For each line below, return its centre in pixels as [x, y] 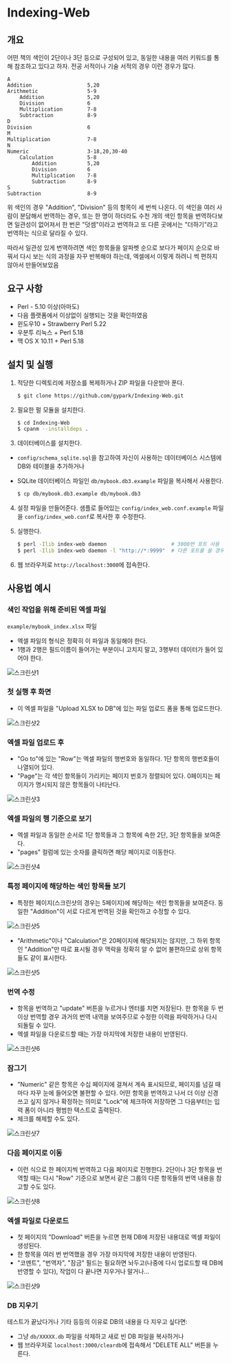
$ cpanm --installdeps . [53, 429]
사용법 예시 [29, 589]
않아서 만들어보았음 [33, 265]
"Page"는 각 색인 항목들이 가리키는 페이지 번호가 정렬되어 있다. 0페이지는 [115, 776]
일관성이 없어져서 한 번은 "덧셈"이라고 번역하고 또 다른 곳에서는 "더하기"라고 [116, 224]
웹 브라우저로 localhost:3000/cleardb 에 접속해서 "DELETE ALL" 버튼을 [114, 1345]
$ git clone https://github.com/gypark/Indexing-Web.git [100, 396]
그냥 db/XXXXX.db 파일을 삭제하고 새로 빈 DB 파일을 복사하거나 [100, 1336]
